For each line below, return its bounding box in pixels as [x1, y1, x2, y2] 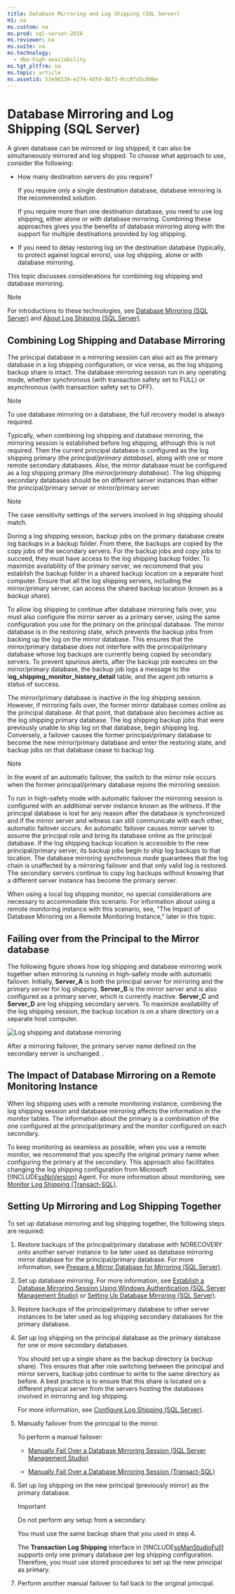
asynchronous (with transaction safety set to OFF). [7, 383, 154, 391]
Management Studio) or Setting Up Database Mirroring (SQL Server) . [17, 1291, 217, 1300]
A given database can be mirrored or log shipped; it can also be [7, 144, 192, 153]
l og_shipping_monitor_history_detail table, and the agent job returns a [7, 673, 214, 681]
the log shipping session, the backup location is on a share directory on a [7, 1006, 219, 1016]
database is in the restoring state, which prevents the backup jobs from [7, 628, 213, 636]
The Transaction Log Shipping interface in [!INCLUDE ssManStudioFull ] [17, 1543, 224, 1551]
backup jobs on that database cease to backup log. [7, 746, 156, 754]
